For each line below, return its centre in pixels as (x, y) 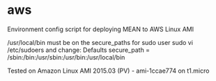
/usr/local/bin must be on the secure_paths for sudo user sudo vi (100, 42)
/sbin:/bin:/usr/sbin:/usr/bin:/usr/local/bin (66, 57)
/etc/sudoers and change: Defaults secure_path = (79, 50)
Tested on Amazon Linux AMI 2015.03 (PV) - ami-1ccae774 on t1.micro (108, 71)
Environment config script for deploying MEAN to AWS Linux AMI (101, 29)
